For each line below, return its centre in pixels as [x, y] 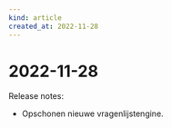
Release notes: [36, 96]
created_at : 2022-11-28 [54, 26]
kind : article [35, 18]
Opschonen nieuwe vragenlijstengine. [93, 113]
